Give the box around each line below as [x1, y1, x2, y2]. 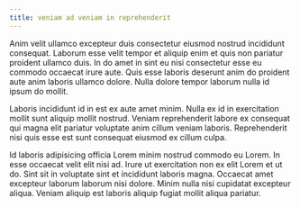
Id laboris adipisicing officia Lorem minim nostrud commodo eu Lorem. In [9, 149, 281, 160]
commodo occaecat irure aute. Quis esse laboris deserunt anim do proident [9, 67, 290, 77]
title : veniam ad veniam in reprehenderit [9, 13, 171, 22]
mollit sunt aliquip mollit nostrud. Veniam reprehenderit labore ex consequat [9, 112, 291, 123]
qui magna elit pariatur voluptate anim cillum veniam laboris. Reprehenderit [9, 122, 287, 133]
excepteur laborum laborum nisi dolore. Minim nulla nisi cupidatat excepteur [9, 177, 291, 189]
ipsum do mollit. [9, 85, 69, 96]
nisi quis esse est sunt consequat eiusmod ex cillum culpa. [9, 131, 227, 142]
